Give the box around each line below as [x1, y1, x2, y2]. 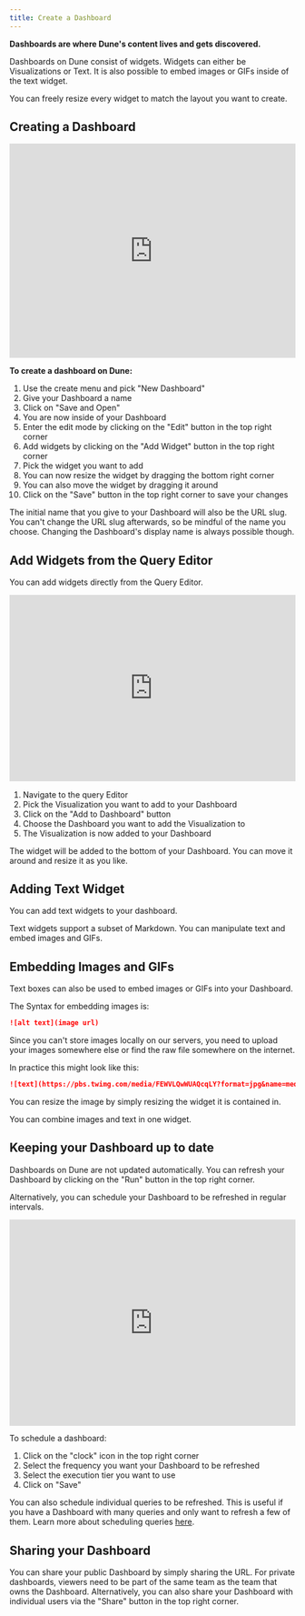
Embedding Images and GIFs [9, 959, 175, 974]
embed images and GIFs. [9, 933, 103, 944]
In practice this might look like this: [9, 1062, 140, 1073]
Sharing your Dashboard [9, 1542, 152, 1558]
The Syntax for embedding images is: [9, 1001, 150, 1012]
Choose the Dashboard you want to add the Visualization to [22, 818, 246, 828]
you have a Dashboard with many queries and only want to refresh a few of [9, 1507, 290, 1518]
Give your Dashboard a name [22, 393, 133, 404]
